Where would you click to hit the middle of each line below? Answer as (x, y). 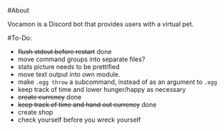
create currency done (50, 97)
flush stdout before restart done (65, 52)
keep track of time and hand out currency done (87, 105)
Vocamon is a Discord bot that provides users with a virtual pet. (101, 24)
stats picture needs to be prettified (68, 67)
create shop (35, 112)
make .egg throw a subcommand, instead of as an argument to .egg (117, 82)
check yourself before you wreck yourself (79, 120)
